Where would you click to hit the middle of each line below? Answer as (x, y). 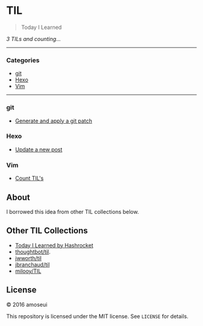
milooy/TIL (28, 271)
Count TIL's (29, 178)
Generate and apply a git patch (53, 121)
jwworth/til (28, 258)
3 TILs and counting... (34, 39)
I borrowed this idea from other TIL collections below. (72, 211)
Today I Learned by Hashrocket (54, 245)
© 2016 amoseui (27, 304)
